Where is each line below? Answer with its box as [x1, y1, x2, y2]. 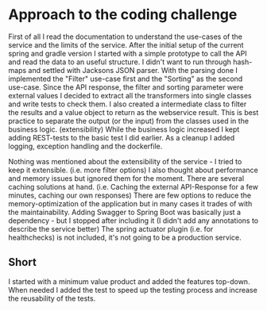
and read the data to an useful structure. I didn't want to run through [8, 57, 232, 67]
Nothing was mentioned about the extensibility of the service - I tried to [8, 156, 242, 166]
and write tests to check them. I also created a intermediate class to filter [8, 99, 247, 109]
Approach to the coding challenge [8, 6, 238, 24]
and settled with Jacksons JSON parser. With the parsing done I [28, 65, 238, 75]
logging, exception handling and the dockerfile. [8, 141, 163, 151]
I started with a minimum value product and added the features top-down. [8, 276, 250, 286]
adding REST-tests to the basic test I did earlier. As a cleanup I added [8, 132, 235, 142]
